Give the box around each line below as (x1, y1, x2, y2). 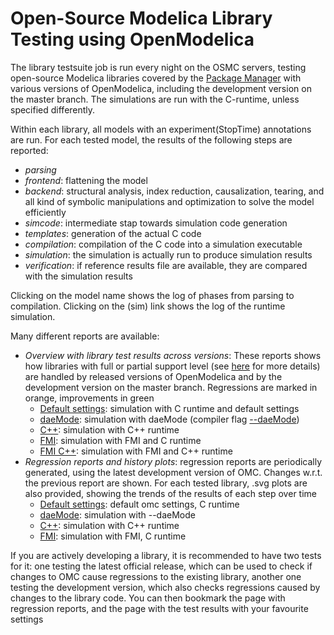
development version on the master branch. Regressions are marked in (24, 381, 318, 393)
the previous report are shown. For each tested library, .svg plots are (24, 477, 308, 489)
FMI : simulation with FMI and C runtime (39, 434, 202, 446)
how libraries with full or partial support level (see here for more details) (24, 360, 321, 372)
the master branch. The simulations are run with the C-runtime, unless (10, 93, 300, 105)
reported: (10, 144, 49, 156)
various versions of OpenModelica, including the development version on (10, 82, 312, 94)
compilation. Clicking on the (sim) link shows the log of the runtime (10, 300, 286, 312)
